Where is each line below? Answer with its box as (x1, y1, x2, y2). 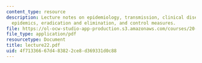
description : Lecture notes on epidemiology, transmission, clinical (6, 14, 185, 20)
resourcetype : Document (6, 37, 66, 43)
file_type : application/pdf (6, 31, 77, 37)
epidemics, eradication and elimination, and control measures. (11, 20, 176, 26)
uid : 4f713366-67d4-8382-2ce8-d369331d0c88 (6, 48, 117, 54)
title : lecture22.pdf (6, 43, 61, 49)
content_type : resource (6, 8, 66, 15)
